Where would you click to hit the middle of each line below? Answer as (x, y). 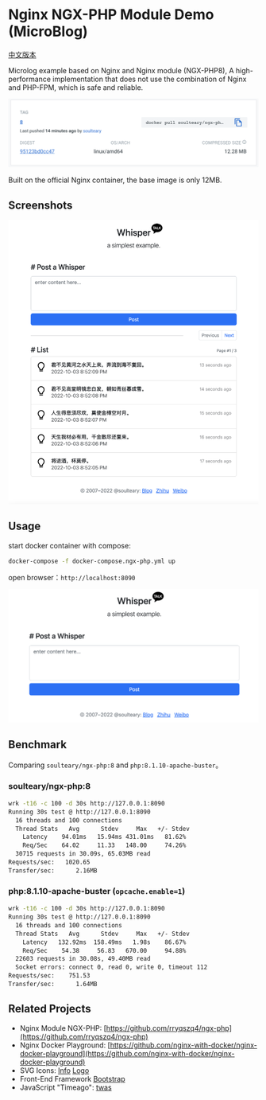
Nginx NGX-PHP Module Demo (111, 15)
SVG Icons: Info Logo (54, 1070)
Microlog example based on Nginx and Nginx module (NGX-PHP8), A (121, 70)
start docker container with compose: (69, 545)
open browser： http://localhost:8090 (72, 577)
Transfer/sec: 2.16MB (53, 870)
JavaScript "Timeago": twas (66, 1087)
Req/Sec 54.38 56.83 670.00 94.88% (104, 950)
